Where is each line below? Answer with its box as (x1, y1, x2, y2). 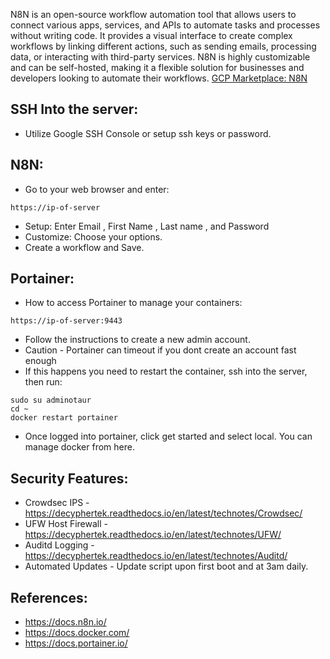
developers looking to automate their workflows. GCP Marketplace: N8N (10, 72, 308, 84)
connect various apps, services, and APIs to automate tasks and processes (10, 19, 321, 31)
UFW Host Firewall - (24, 518, 108, 530)
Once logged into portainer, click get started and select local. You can (24, 430, 313, 443)
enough (24, 355, 57, 367)
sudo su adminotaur (10, 395, 92, 406)
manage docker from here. (24, 441, 135, 453)
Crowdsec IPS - (24, 497, 90, 509)
